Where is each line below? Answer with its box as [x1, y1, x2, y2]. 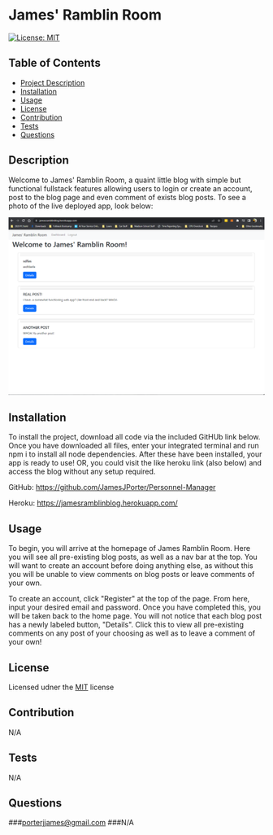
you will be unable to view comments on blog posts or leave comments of [8, 570, 255, 579]
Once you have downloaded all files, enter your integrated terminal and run [8, 441, 259, 451]
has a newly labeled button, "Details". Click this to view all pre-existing [8, 620, 244, 630]
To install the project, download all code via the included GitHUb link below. [8, 432, 261, 442]
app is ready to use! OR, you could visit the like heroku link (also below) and [8, 458, 262, 468]
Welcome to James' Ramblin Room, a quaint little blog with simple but [8, 175, 241, 185]
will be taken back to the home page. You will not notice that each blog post [8, 611, 262, 621]
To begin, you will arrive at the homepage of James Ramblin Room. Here [8, 544, 250, 553]
